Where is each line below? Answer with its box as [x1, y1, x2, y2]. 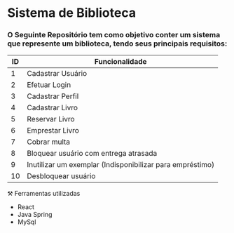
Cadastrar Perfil [27, 91, 79, 101]
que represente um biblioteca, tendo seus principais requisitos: [7, 39, 228, 48]
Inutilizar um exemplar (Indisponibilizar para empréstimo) [27, 160, 215, 170]
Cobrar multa [27, 137, 71, 147]
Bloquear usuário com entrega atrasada [27, 149, 158, 159]
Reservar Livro [27, 114, 75, 124]
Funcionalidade [94, 57, 147, 67]
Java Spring [17, 211, 53, 219]
